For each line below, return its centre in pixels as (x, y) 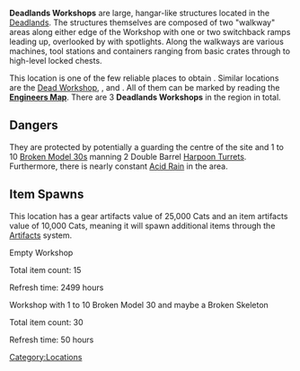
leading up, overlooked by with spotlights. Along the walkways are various (147, 41)
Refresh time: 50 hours (52, 340)
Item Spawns (47, 194)
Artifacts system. (41, 235)
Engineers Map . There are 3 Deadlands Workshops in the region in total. (145, 97)
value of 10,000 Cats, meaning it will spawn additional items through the (142, 225)
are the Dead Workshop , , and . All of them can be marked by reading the (145, 88)
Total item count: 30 (46, 322)
